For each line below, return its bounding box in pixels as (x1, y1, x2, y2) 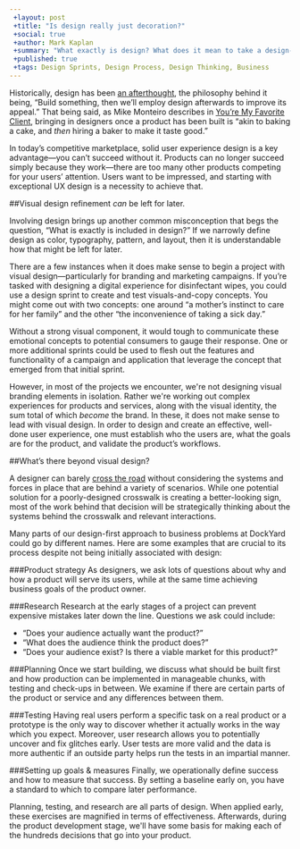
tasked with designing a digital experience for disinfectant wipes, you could (9, 280, 287, 290)
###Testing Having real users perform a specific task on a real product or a (9, 710, 287, 720)
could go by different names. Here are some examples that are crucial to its (9, 537, 287, 548)
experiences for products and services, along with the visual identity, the (9, 399, 278, 411)
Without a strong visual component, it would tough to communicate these (9, 325, 279, 336)
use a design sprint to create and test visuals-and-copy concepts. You (9, 290, 269, 300)
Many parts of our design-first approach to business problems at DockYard (9, 528, 286, 539)
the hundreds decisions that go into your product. (9, 829, 192, 840)
